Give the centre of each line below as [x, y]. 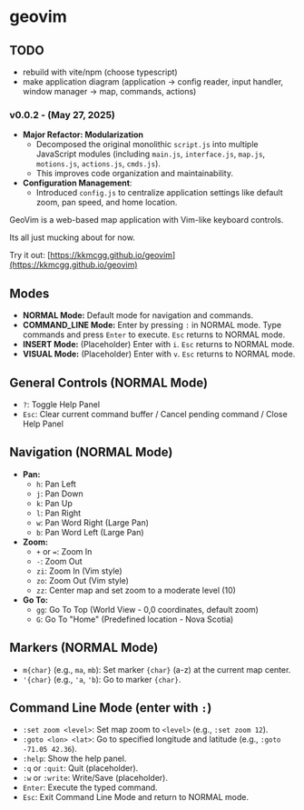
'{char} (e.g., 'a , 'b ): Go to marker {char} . [102, 679]
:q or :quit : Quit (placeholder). [80, 768]
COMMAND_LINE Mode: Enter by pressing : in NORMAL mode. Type [152, 325]
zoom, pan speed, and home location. [107, 203]
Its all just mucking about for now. [73, 237]
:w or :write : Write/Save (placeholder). [95, 778]
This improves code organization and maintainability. [135, 174]
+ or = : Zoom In [64, 551]
